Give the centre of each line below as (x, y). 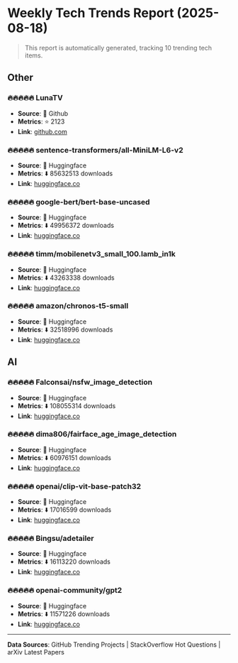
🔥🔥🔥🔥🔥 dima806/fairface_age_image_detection (92, 434)
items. (34, 55)
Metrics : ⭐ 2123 (41, 121)
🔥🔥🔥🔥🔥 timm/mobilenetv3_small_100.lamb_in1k (91, 254)
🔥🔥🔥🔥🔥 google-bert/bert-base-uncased (79, 202)
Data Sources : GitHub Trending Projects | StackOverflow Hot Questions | (114, 645)
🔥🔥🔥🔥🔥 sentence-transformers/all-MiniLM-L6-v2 (95, 150)
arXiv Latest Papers (36, 652)
